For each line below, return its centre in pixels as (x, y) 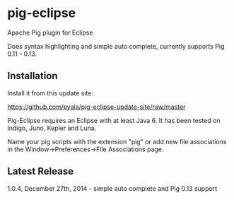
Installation (33, 76)
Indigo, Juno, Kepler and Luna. (52, 128)
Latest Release (41, 171)
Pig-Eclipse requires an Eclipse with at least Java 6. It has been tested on (114, 120)
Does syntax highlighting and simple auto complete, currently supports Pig (116, 46)
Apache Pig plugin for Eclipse (50, 33)
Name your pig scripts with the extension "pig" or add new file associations (117, 141)
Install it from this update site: (51, 93)
